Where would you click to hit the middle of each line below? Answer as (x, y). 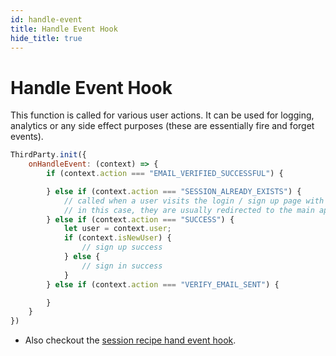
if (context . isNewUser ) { (117, 238)
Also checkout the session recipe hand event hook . (130, 340)
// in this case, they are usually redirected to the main (189, 210)
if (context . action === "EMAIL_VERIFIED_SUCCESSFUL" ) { (165, 174)
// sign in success (122, 266)
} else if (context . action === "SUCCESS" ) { (140, 219)
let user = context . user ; (117, 229)
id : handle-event (46, 19)
